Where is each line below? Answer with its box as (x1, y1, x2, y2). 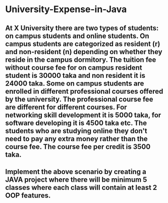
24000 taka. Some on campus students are (5, 79, 144, 88)
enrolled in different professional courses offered (5, 87, 163, 96)
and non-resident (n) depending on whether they (5, 47, 162, 56)
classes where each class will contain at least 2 (5, 183, 157, 192)
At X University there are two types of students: (5, 24, 159, 32)
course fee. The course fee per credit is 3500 (5, 142, 151, 151)
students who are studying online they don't (5, 127, 147, 135)
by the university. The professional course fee (5, 95, 153, 103)
